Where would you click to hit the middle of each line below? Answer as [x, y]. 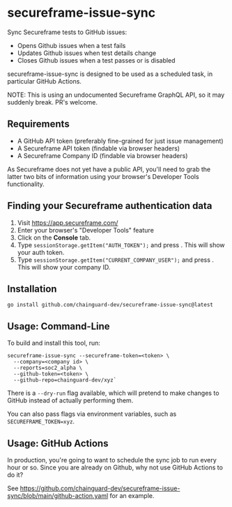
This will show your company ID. [64, 267]
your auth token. [41, 252]
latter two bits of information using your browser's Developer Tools [103, 176]
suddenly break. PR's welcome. [53, 102]
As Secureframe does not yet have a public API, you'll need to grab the [109, 169]
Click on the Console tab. [54, 237]
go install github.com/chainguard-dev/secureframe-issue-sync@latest [110, 305]
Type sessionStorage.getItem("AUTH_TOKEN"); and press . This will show [121, 244]
